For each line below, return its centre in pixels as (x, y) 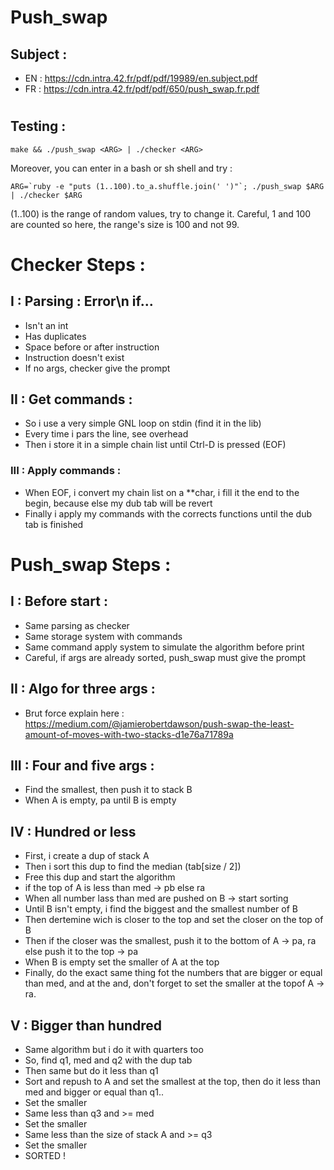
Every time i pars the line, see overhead (106, 434)
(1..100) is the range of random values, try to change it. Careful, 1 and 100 (161, 213)
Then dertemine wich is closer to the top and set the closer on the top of (174, 920)
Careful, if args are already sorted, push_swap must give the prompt (165, 657)
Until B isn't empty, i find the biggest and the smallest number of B (161, 909)
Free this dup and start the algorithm (100, 877)
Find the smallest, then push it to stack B (108, 790)
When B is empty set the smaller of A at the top (122, 962)
